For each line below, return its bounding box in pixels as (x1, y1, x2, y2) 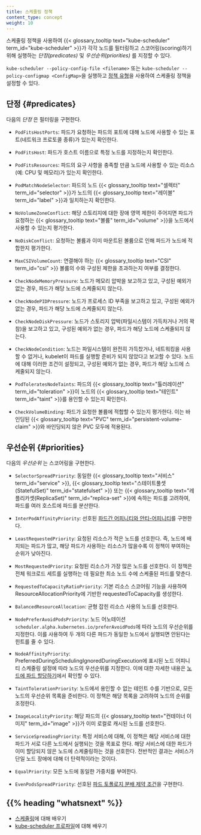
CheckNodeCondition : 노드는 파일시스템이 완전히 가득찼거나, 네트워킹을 (14, 345, 180, 353)
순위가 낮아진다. (14, 550, 52, 557)
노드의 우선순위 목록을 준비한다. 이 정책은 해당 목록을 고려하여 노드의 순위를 (14, 692, 191, 699)
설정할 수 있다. (6, 80, 40, 87)
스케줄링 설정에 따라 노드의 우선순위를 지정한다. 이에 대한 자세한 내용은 (21, 665, 186, 672)
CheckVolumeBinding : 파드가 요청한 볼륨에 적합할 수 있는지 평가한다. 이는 (14, 408, 184, 416)
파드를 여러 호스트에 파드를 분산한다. (14, 502, 100, 509)
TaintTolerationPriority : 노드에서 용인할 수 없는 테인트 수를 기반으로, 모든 (14, 685, 193, 691)
